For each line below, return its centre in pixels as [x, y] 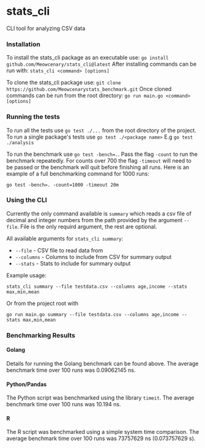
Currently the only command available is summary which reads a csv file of [99, 214]
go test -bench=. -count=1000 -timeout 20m [63, 185]
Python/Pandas [27, 384]
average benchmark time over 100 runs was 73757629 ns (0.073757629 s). [101, 438]
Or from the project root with [42, 303]
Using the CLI [27, 200]
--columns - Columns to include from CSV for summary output [93, 257]
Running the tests [33, 117]
